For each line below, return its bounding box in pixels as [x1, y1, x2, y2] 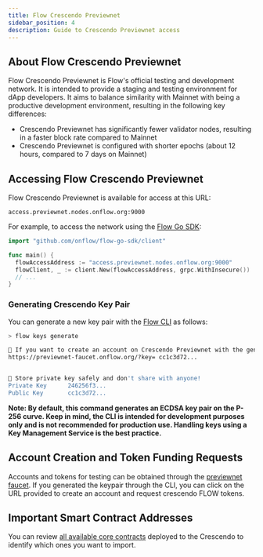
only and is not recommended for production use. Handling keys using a [8, 420, 247, 429]
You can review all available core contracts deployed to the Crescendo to [8, 532, 244, 541]
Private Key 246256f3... [8, 382, 107, 390]
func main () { [8, 251, 55, 259]
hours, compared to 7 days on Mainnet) [19, 150, 147, 159]
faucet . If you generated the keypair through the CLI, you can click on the [8, 480, 245, 490]
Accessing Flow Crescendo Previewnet [8, 172, 204, 185]
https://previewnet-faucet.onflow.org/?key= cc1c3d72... [8, 354, 198, 362]
